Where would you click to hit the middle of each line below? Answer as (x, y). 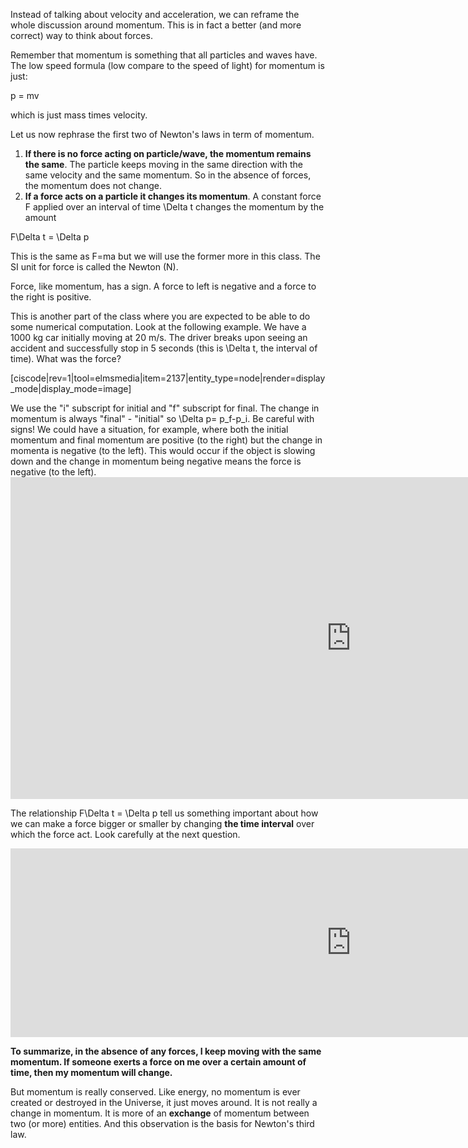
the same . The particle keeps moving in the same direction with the (163, 164)
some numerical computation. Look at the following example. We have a (158, 327)
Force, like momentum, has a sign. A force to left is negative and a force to (163, 286)
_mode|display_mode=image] (71, 388)
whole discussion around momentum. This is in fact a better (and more (156, 25)
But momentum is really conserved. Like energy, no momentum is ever (155, 1092)
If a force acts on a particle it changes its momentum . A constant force (173, 196)
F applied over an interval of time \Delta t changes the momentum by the (174, 207)
